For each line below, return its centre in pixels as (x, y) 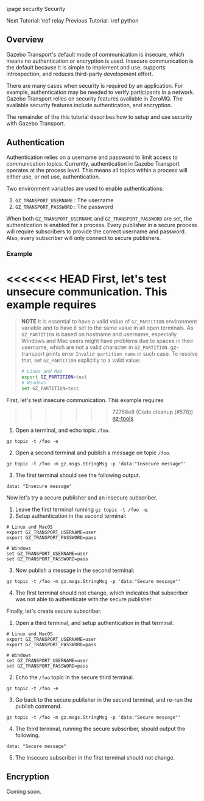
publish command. (38, 706)
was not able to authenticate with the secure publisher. (84, 599)
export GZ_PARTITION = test (54, 377)
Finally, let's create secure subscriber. (54, 611)
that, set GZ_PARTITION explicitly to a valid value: (81, 360)
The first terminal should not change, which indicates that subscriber (102, 593)
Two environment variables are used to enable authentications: (85, 188)
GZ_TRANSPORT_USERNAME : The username (64, 200)
